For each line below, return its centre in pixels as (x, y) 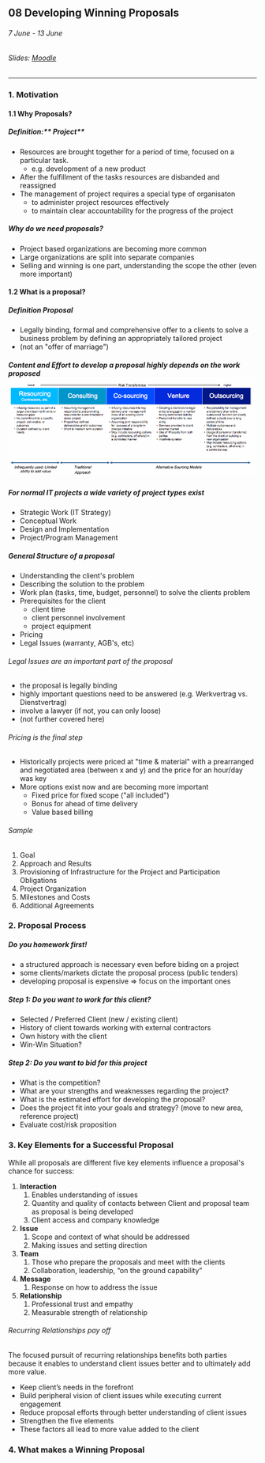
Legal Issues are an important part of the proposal (91, 661)
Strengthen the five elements (67, 1420)
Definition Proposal (41, 310)
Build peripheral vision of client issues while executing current (121, 1395)
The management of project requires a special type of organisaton (127, 194)
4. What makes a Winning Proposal (77, 1450)
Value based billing (62, 812)
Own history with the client (63, 1037)
